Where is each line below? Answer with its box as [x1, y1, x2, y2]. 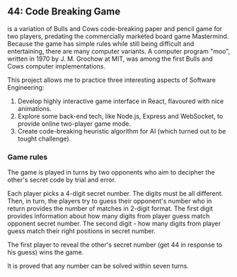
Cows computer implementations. [7, 61, 106, 70]
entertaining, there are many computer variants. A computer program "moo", [7, 47, 231, 55]
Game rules [7, 152, 48, 162]
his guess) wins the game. [7, 248, 84, 257]
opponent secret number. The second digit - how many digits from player [7, 219, 221, 228]
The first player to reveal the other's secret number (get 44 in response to [7, 240, 223, 249]
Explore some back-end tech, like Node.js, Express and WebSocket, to [17, 112, 224, 120]
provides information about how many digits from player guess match [7, 212, 210, 220]
